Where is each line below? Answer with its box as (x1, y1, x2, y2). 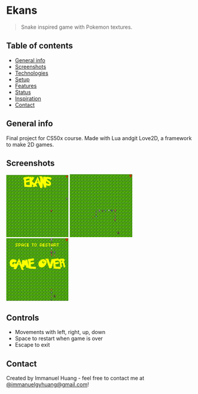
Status (14, 88, 31, 96)
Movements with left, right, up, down (14, 329, 106, 336)
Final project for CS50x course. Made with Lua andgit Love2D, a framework (6, 134, 192, 141)
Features (14, 82, 37, 89)
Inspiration (14, 95, 41, 102)
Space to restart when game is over (14, 335, 103, 342)
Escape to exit (14, 341, 50, 348)
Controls (6, 313, 39, 323)
